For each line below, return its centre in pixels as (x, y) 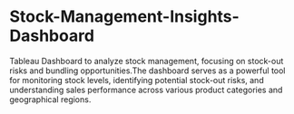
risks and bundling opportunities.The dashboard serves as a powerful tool (147, 71)
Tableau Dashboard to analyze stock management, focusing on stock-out (147, 61)
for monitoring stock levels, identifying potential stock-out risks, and (137, 80)
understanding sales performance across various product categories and (146, 90)
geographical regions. (50, 99)
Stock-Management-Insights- (125, 17)
